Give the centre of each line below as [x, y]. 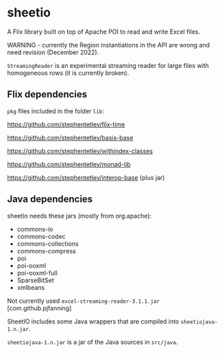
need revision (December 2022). [53, 52]
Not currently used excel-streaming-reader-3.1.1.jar [83, 301]
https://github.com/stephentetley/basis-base [70, 137]
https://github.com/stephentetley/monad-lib [69, 164]
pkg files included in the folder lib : [56, 111]
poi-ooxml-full [37, 273]
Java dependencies [50, 200]
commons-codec [41, 236]
